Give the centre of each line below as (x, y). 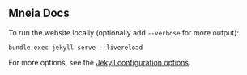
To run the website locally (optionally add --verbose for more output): (124, 32)
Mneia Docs (39, 13)
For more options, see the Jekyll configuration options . (100, 62)
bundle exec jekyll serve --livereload (76, 48)
